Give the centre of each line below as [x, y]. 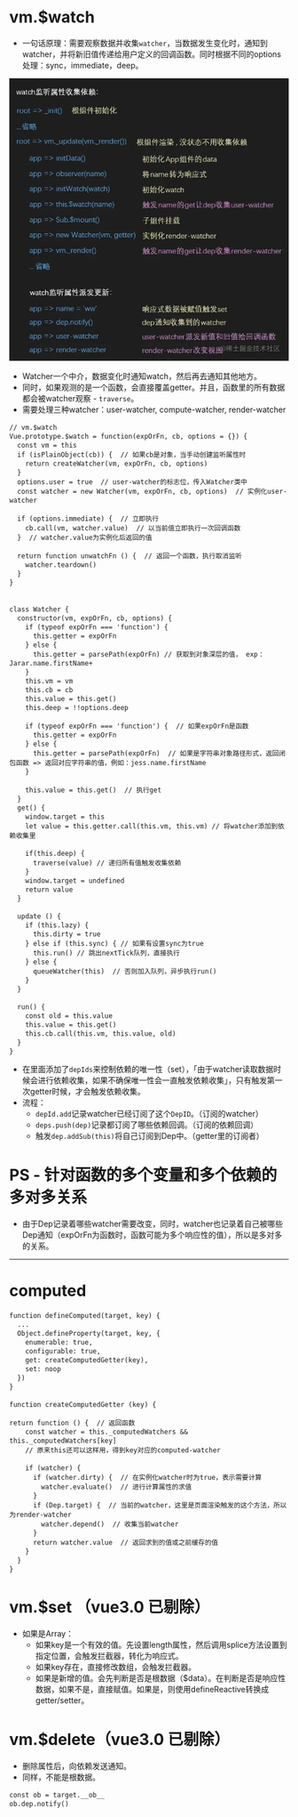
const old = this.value [69, 1016]
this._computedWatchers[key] [63, 1441]
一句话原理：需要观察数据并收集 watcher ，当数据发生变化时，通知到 [145, 43]
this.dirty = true [67, 934]
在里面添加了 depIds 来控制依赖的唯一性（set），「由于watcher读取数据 [148, 1069]
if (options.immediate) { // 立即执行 [88, 519]
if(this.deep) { [55, 853]
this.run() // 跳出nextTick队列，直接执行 [106, 953]
